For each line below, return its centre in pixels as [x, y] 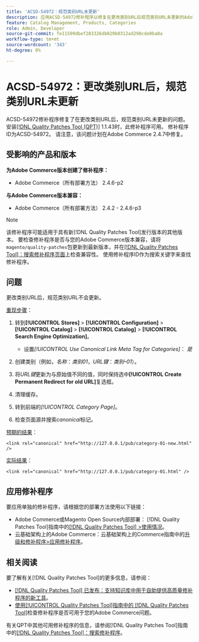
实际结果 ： [19, 460]
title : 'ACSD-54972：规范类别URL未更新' [53, 12]
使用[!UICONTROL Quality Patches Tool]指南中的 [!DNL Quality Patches [102, 605]
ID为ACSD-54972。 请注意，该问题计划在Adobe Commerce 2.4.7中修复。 [96, 134]
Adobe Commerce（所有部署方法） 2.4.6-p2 [69, 182]
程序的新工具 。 [33, 597]
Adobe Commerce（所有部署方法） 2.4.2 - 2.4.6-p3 [78, 208]
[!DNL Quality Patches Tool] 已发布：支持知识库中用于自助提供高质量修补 [104, 590]
